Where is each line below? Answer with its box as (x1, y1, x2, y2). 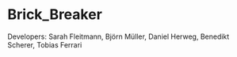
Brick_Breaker (7, 6, 102, 24)
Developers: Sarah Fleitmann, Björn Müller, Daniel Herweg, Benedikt (7, 32, 230, 41)
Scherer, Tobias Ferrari (7, 40, 82, 49)
